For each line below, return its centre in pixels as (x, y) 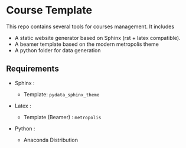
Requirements (32, 69)
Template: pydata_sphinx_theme (61, 94)
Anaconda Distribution (51, 140)
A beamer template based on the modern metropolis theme (87, 44)
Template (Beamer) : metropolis (62, 117)
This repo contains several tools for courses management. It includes (90, 26)
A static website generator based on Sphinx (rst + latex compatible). (98, 38)
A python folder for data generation (58, 50)
